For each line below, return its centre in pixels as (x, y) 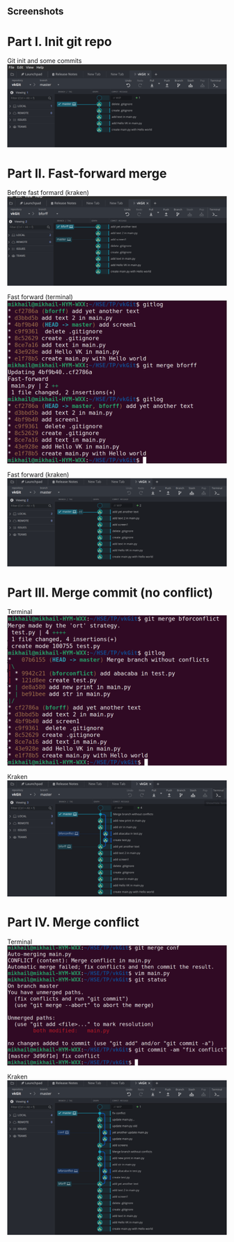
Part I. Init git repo (60, 42)
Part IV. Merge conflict (73, 922)
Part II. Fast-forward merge (87, 173)
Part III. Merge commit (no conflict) (110, 592)
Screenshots (36, 12)
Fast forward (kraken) (38, 475)
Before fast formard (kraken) (48, 193)
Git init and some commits (45, 61)
